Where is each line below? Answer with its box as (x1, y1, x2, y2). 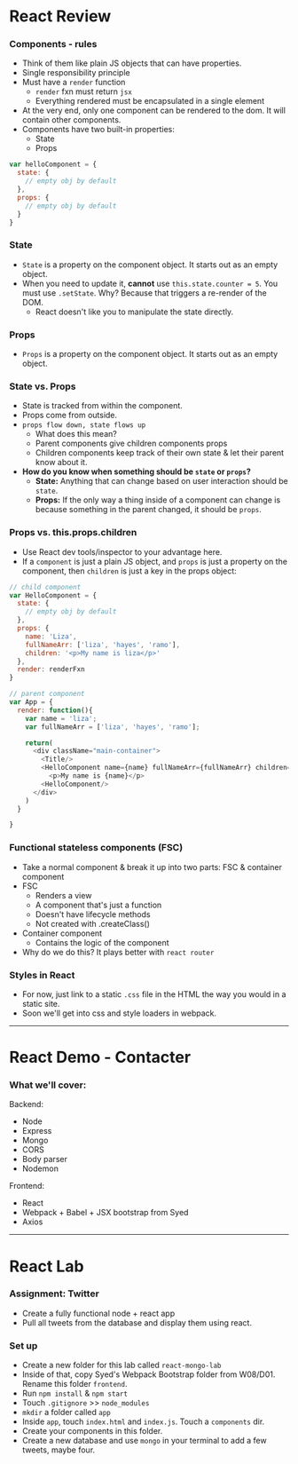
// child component (9, 582, 82, 591)
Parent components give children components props (35, 438, 228, 449)
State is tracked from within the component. (21, 400, 184, 411)
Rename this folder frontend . (21, 1379, 128, 1389)
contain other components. (21, 115, 122, 125)
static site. (21, 998, 60, 1009)
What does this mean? (35, 429, 117, 439)
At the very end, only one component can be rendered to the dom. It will (21, 105, 286, 116)
